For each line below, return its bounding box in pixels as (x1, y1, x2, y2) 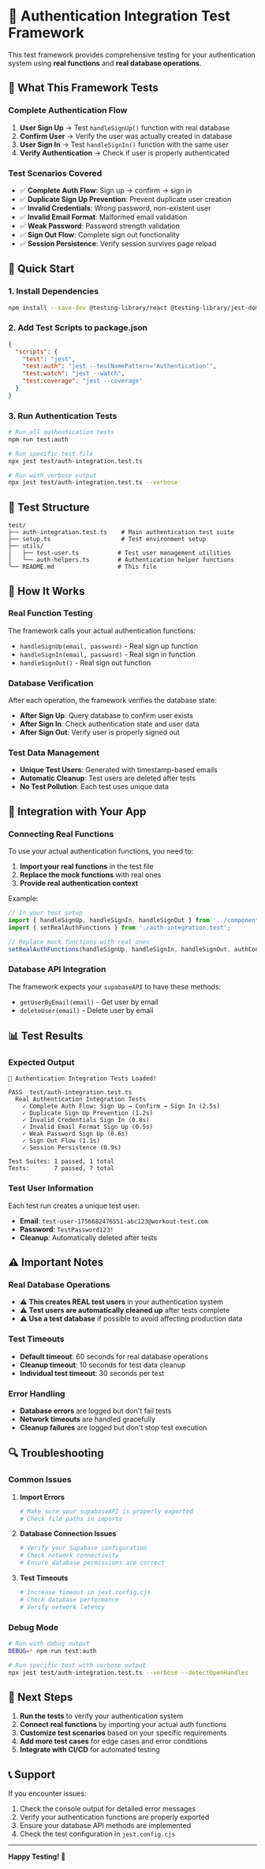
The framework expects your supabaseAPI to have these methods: (8, 981, 222, 991)
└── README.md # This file (8, 563, 157, 571)
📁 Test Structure (8, 500, 90, 514)
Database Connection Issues (19, 1529, 117, 1538)
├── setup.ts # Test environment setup (8, 536, 207, 544)
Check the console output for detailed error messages (19, 1804, 196, 1814)
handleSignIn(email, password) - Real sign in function (19, 649, 196, 659)
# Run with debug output (8, 1640, 90, 1648)
